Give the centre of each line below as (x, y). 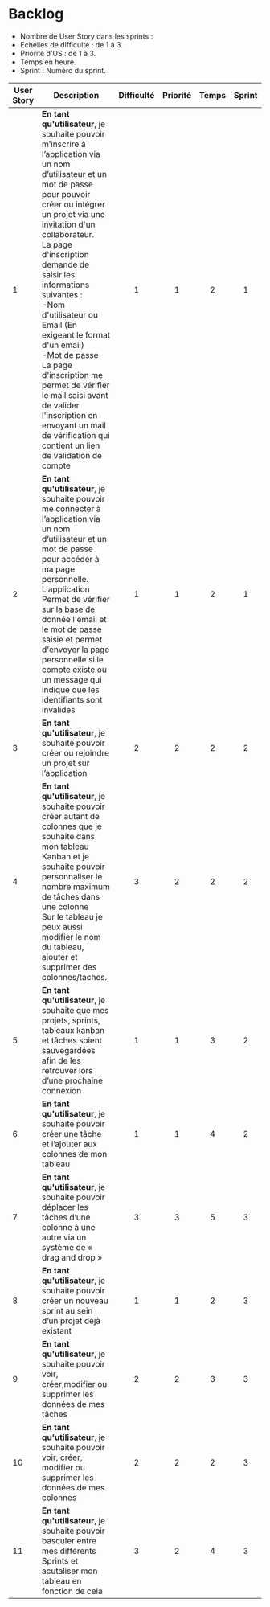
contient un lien (71, 445)
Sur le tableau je (72, 916)
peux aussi (62, 927)
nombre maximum (76, 887)
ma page (58, 569)
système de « (67, 1247)
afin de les (61, 1060)
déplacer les (65, 1207)
